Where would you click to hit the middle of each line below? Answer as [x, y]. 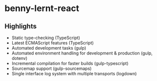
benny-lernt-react [42, 8]
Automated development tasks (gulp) [49, 48]
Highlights [21, 26]
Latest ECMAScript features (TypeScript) [53, 43]
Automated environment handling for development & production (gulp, [82, 53]
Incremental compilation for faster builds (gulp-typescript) [70, 63]
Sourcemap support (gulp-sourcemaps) [52, 68]
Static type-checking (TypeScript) [46, 38]
